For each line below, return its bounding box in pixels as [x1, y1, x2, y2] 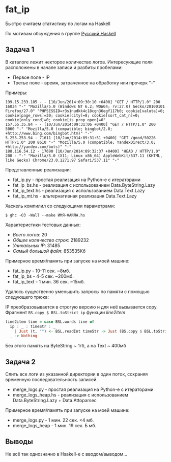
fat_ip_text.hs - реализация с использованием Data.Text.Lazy [12, 187, 145, 193]
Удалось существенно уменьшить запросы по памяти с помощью [5, 288, 150, 295]
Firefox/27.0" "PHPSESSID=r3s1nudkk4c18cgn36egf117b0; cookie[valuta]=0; [5, 108, 165, 114]
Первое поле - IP [12, 74, 50, 80]
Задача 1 [5, 45, 35, 54]
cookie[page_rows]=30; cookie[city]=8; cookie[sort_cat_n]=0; [5, 113, 140, 118]
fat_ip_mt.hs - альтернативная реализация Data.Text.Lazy [12, 193, 137, 199]
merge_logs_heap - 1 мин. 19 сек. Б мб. [12, 423, 97, 429]
